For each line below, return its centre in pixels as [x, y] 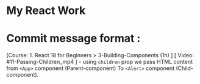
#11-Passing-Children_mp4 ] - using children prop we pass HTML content [100, 62]
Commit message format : [73, 39]
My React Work [46, 11]
